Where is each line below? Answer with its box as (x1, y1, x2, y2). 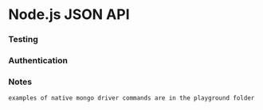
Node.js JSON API (8, 6, 130, 24)
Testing (8, 34, 38, 45)
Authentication (8, 55, 68, 66)
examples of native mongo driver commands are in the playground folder (8, 94, 255, 102)
